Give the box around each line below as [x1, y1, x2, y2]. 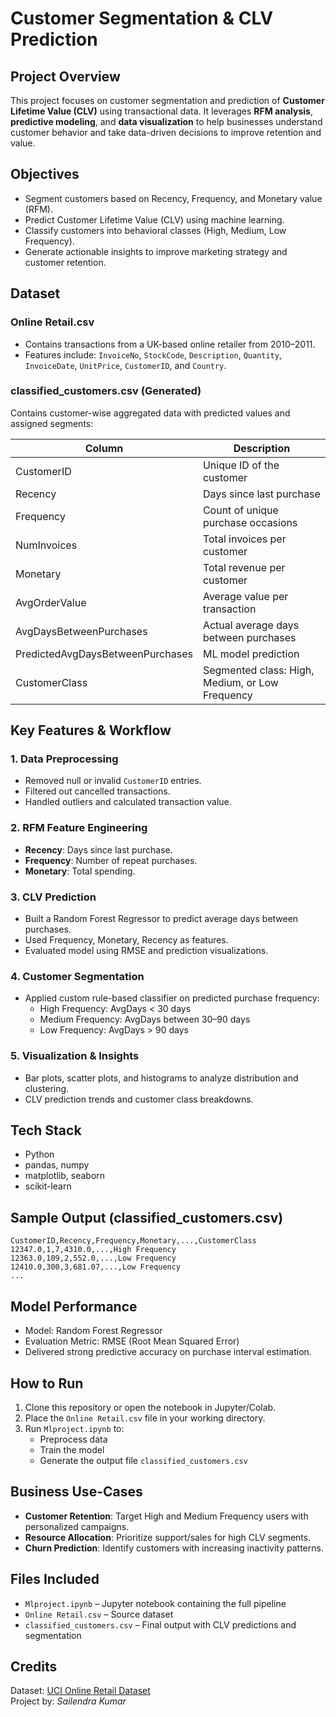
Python [24, 1148, 55, 1161]
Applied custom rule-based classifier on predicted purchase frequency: [24, 992, 320, 1004]
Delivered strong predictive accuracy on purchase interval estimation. [24, 1346, 312, 1358]
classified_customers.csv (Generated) [10, 384, 202, 398]
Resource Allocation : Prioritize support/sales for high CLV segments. [24, 1531, 312, 1543]
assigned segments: [10, 417, 94, 429]
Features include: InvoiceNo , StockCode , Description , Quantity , [24, 348, 282, 361]
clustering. [24, 1082, 70, 1094]
